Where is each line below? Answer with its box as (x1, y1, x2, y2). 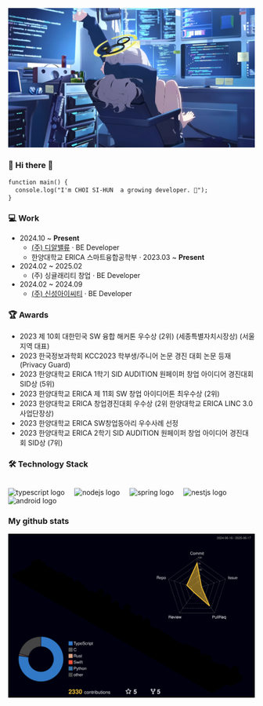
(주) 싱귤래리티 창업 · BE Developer (31, 271, 141, 280)
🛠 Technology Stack (8, 459, 88, 470)
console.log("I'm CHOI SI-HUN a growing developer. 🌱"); (15, 186, 209, 195)
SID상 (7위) (27, 437, 63, 447)
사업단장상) (19, 408, 55, 418)
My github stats (8, 515, 70, 526)
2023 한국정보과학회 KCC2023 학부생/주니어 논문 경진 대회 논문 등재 (19, 351, 232, 360)
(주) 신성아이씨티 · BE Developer (31, 289, 132, 298)
